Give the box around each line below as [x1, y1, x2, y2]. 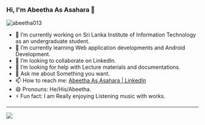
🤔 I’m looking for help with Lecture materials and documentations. [15, 63, 181, 71]
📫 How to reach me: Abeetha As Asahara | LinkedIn [15, 77, 146, 84]
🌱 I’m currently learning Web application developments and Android [15, 44, 185, 51]
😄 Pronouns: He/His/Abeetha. [15, 85, 92, 93]
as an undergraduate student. [15, 38, 90, 45]
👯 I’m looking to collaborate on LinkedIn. [15, 57, 117, 65]
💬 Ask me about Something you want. [15, 70, 110, 77]
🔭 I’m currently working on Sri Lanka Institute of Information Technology [15, 31, 196, 38]
